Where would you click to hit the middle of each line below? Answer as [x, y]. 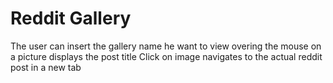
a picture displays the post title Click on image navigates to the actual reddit [166, 56]
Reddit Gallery [71, 18]
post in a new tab [46, 67]
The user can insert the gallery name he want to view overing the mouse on [166, 46]
